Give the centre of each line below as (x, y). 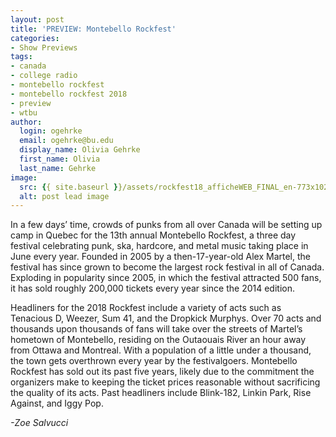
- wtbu (24, 112)
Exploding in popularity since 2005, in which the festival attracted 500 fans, (166, 278)
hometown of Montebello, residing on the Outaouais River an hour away (158, 340)
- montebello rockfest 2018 (69, 94)
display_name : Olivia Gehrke (80, 150)
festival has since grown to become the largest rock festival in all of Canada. (167, 267)
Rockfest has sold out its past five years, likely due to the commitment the (162, 372)
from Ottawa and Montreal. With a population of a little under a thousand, (161, 350)
